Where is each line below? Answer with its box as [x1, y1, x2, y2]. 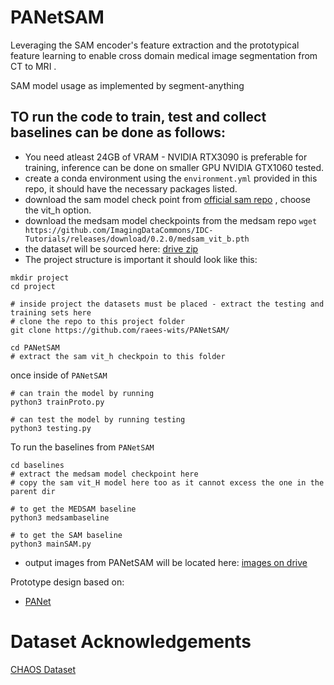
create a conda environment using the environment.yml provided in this [24, 172, 318, 184]
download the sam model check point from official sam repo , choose [24, 193, 312, 205]
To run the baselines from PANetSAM [10, 441, 155, 453]
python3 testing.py [10, 423, 92, 433]
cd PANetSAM [10, 342, 60, 353]
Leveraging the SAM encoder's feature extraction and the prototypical [10, 39, 300, 51]
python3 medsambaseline [10, 512, 110, 523]
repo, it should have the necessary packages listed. [24, 182, 238, 195]
